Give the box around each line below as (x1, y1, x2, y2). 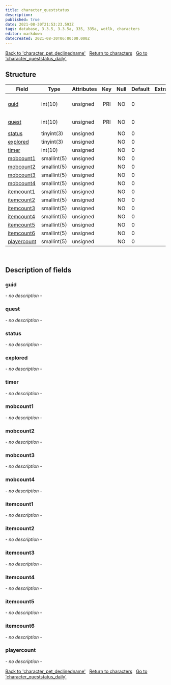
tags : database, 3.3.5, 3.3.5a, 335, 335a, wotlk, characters (5, 27, 140, 32)
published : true (5, 17, 40, 22)
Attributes (72, 85, 97, 93)
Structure (5, 70, 37, 79)
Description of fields (5, 266, 72, 275)
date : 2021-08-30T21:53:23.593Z (5, 21, 74, 27)
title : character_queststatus (5, 7, 70, 13)
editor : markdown (5, 31, 42, 36)
